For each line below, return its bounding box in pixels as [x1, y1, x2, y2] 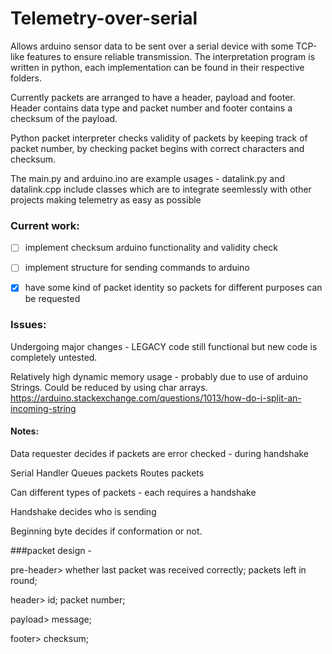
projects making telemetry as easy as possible [10, 193, 202, 206]
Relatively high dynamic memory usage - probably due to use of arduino [10, 370, 309, 382]
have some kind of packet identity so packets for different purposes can [24, 282, 323, 294]
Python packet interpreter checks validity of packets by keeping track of [10, 132, 308, 144]
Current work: [10, 218, 80, 232]
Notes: [10, 425, 40, 437]
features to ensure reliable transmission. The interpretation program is [26, 50, 316, 62]
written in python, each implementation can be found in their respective [10, 61, 305, 73]
